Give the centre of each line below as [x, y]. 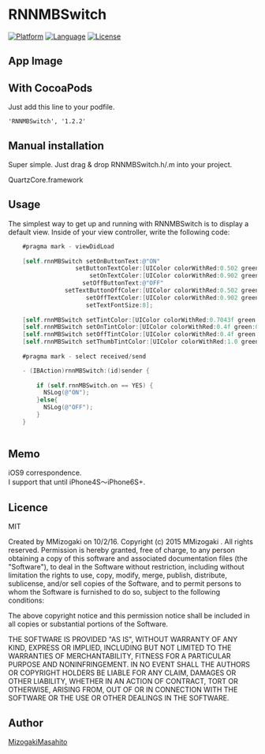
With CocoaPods [50, 88]
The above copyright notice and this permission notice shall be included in [129, 616]
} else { [47, 400]
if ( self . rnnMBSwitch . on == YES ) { [95, 385]
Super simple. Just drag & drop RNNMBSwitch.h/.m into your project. [120, 164]
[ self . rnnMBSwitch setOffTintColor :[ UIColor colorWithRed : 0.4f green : [141, 334]
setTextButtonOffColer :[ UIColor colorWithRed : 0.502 [151, 291]
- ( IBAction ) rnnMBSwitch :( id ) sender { [86, 371]
